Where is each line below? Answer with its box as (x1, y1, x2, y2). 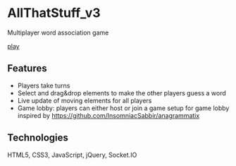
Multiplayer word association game (7, 28, 109, 37)
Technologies (7, 132, 69, 144)
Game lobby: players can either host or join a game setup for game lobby (17, 104, 230, 112)
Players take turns (17, 81, 70, 90)
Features (7, 62, 47, 75)
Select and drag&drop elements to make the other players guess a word (17, 88, 227, 97)
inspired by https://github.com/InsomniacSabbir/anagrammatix (17, 111, 200, 119)
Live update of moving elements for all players (17, 96, 152, 105)
